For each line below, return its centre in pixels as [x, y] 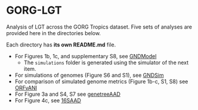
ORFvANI [26, 87]
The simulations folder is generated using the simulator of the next [106, 62]
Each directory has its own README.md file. [61, 45]
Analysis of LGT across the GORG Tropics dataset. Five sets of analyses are [99, 27]
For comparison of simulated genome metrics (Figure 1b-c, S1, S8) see [101, 81]
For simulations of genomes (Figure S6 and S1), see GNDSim [89, 75]
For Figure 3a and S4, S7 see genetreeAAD [68, 94]
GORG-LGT [34, 10]
